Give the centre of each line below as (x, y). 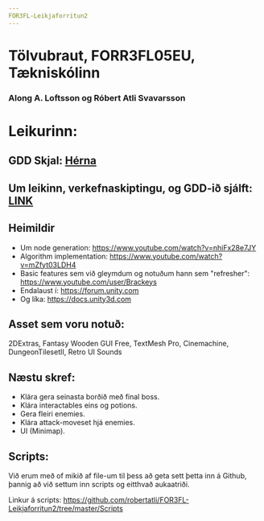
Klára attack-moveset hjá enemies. (77, 423)
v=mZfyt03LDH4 (48, 265)
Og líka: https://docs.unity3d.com (75, 299)
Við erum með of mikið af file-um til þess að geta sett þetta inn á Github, (128, 475)
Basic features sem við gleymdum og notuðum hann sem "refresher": (135, 273)
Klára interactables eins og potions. (78, 405)
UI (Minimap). (43, 431)
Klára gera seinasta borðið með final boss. (90, 397)
